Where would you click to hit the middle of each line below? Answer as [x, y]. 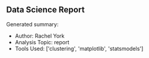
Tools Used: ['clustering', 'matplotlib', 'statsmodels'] [79, 48]
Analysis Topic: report [42, 42]
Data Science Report [46, 10]
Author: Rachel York [40, 36]
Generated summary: [32, 24]
